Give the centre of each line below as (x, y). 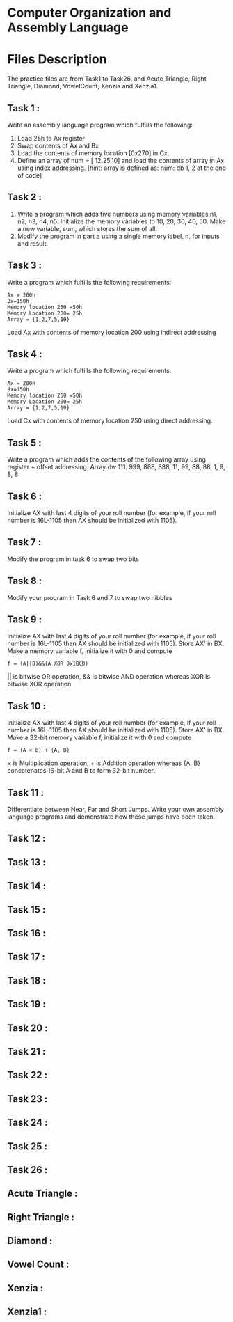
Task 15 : (26, 910)
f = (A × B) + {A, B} (39, 750)
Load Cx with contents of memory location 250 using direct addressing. (110, 421)
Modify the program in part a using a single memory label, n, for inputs (119, 236)
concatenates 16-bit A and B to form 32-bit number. (81, 771)
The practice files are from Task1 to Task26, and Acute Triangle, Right (107, 79)
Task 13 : (27, 862)
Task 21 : (26, 1052)
